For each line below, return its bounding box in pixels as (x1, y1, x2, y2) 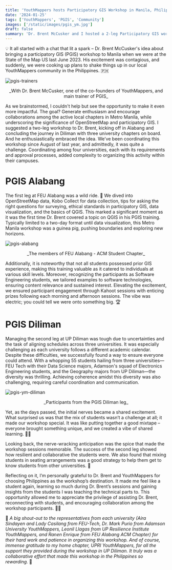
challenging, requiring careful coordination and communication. (5, 379, 139, 385)
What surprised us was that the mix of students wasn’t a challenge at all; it (5, 414, 162, 420)
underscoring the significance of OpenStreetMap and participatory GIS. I (5, 119, 159, 126)
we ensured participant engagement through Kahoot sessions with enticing (5, 288, 164, 294)
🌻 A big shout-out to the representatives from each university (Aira (5, 515, 146, 521)
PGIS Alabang (5, 175, 66, 187)
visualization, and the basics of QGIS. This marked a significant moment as (5, 209, 163, 215)
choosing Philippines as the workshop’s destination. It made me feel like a (5, 478, 161, 484)
